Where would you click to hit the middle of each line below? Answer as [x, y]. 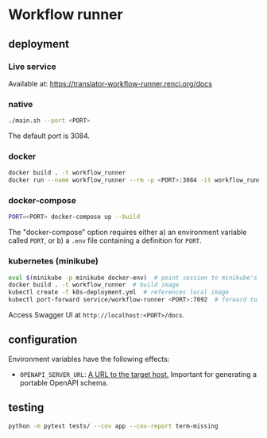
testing [26, 407]
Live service [33, 67]
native [21, 104]
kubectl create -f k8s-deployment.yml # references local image [118, 292]
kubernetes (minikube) [54, 261]
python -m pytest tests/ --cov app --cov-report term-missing [113, 426]
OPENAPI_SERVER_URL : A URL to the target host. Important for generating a [138, 374]
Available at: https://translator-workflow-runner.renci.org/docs [110, 83]
